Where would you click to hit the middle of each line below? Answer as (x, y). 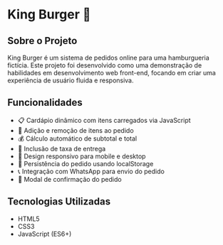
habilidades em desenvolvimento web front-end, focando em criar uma (111, 73)
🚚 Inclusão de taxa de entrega (62, 148)
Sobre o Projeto (42, 41)
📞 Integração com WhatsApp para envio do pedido (91, 171)
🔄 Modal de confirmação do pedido (70, 179)
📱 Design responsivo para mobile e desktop (82, 156)
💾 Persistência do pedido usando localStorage (85, 163)
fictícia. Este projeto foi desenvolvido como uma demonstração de (105, 65)
